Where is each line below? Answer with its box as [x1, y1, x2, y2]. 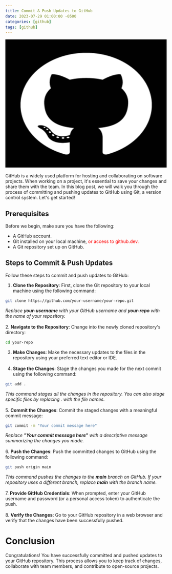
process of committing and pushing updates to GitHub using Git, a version [5, 189, 162, 195]
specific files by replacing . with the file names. [5, 396, 105, 402]
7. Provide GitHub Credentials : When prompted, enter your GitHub [5, 490, 146, 497]
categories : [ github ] [5, 19, 52, 24]
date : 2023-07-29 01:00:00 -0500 [5, 13, 77, 19]
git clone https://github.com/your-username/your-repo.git [5, 298, 134, 303]
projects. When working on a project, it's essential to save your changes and [5, 178, 167, 184]
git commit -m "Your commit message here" [5, 423, 97, 428]
